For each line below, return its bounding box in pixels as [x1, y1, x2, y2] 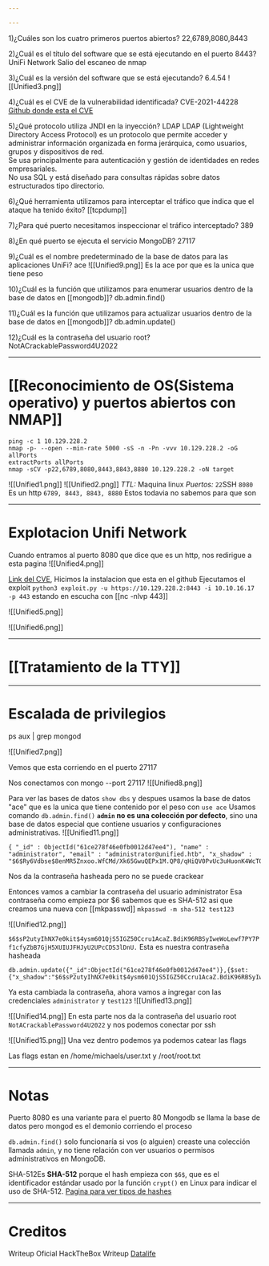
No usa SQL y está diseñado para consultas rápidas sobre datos [8, 172, 220, 181]
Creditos [8, 1222, 67, 1240]
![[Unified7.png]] [8, 747, 62, 756]
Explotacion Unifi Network [8, 523, 187, 542]
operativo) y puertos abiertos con [8, 393, 236, 412]
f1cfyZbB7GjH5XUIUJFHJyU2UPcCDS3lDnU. [8, 943, 138, 951]
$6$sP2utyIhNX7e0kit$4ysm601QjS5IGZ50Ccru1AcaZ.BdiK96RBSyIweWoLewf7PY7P [8, 934, 260, 943]
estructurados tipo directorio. [8, 181, 106, 190]
